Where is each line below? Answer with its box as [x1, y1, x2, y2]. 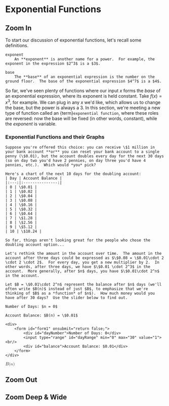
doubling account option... [5, 242, 65, 247]
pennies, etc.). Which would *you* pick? [5, 162, 96, 167]
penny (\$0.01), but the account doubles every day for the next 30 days [5, 153, 164, 159]
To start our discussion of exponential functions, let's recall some [5, 37, 142, 43]
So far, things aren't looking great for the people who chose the [5, 238, 151, 243]
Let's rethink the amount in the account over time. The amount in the [5, 251, 162, 256]
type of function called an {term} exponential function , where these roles [5, 110, 159, 116]
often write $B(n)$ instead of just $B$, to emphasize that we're [5, 286, 148, 291]
